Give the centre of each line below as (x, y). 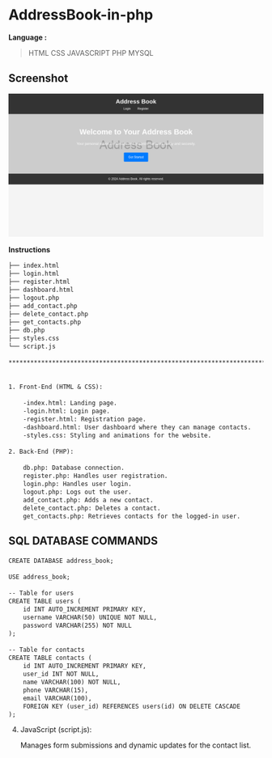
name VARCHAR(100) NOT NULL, (72, 682)
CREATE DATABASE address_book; (61, 561)
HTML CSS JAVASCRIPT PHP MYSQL (91, 53)
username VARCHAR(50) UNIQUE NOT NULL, (90, 617)
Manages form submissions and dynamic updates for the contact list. (136, 745)
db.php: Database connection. (74, 468)
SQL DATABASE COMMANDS (83, 541)
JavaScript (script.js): (56, 729)
